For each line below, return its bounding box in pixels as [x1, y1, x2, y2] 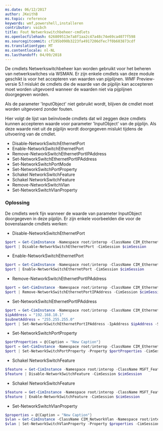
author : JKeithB [5, 12, 38, 17]
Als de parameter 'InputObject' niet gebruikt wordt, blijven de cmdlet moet [5, 101, 154, 107]
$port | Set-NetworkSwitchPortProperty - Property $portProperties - [5, 349, 147, 354]
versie [5, 81, 17, 87]
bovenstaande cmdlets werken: [5, 221, 68, 226]
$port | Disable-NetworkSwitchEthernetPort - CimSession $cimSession [5, 244, 147, 249]
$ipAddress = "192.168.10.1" [5, 312, 64, 317]
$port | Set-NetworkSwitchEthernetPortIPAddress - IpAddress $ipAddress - [5, 321, 158, 326]
